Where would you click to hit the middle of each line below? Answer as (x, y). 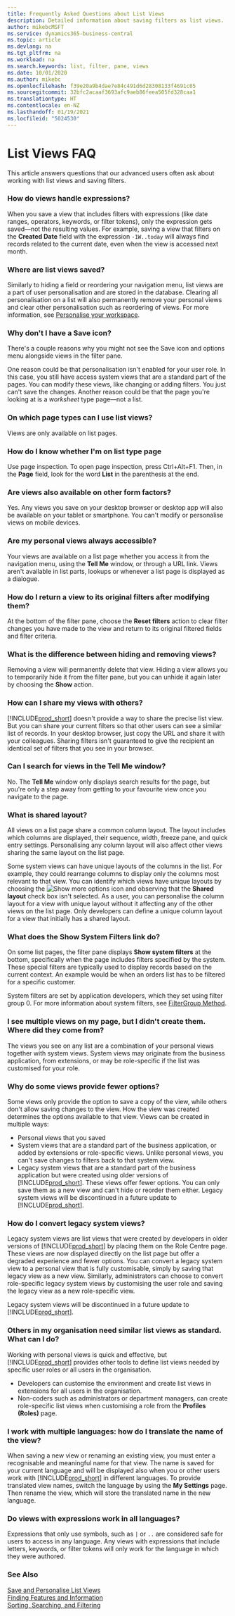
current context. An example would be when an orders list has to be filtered (116, 975)
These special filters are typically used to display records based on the (110, 967)
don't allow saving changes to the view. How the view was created (103, 1109)
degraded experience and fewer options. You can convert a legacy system (115, 1261)
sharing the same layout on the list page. (66, 853)
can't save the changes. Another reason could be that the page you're (109, 392)
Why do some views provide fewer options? (83, 1086)
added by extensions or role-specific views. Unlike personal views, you (120, 1153)
